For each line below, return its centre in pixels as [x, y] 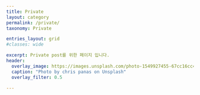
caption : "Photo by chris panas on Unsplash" [69, 72]
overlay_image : [30, 66]
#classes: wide [25, 45]
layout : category [28, 17]
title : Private [25, 12]
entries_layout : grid [33, 39]
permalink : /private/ [33, 23]
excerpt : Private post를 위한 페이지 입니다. [58, 55]
